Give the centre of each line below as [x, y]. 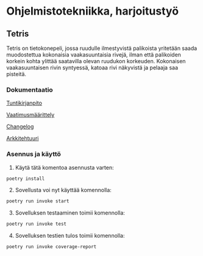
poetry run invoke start [38, 201]
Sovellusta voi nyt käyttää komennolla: [63, 190]
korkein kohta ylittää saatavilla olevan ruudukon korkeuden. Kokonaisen [96, 61]
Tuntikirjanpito [24, 103]
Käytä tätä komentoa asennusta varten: [64, 167]
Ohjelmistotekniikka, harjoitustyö [92, 11]
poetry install [26, 178]
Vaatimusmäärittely [30, 115]
